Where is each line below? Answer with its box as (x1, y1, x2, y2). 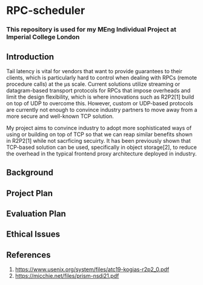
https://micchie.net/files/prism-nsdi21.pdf (15, 272, 119, 280)
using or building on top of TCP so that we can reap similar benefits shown (6, 131, 193, 138)
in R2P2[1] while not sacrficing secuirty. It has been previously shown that (6, 137, 191, 144)
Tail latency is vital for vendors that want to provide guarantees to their (6, 67, 183, 74)
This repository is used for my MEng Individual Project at (6, 25, 177, 34)
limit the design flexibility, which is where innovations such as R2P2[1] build (6, 93, 195, 100)
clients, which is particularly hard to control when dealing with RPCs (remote (6, 74, 197, 81)
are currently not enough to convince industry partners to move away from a (6, 106, 198, 113)
